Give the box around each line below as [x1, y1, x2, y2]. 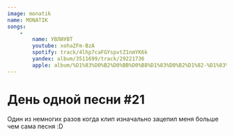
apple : [32, 62, 52, 69]
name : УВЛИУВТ [32, 36, 73, 43]
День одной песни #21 [7, 92, 145, 108]
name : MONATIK [7, 17, 49, 24]
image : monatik [7, 10, 52, 17]
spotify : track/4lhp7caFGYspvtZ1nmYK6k [32, 49, 148, 56]
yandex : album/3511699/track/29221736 [32, 56, 145, 62]
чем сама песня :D [7, 122, 64, 130]
